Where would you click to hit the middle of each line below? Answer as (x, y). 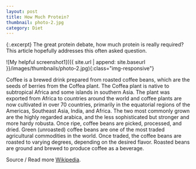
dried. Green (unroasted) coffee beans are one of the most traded (85, 130)
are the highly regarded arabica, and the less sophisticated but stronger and (98, 117)
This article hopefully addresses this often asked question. (77, 51)
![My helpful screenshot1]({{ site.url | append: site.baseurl (76, 62)
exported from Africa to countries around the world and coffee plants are (94, 99)
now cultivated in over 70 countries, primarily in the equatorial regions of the (98, 105)
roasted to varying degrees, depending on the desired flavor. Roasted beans (98, 142)
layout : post (22, 11)
